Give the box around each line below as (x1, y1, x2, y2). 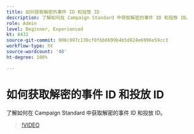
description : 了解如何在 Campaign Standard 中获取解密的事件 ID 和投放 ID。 (6, 15, 191, 21)
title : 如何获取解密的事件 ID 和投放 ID (6, 9, 100, 15)
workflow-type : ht (6, 43, 53, 49)
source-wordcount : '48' (6, 49, 67, 55)
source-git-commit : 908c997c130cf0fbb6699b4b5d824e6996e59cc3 (6, 37, 168, 43)
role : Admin (6, 20, 37, 26)
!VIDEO (21, 121, 40, 129)
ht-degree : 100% (6, 54, 48, 60)
